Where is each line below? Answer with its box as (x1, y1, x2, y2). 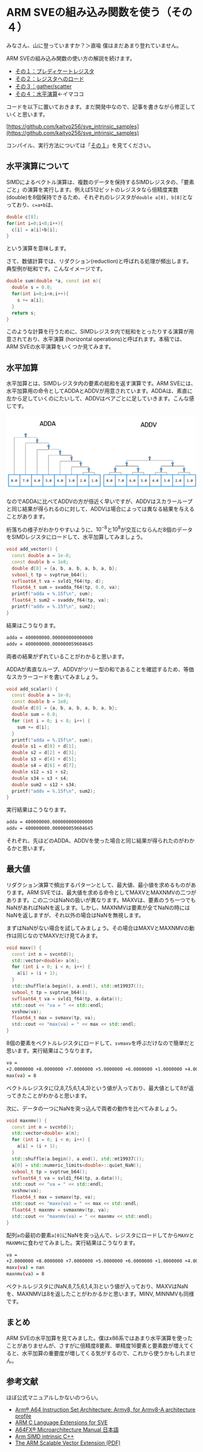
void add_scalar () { (6, 686, 59, 692)
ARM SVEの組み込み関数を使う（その (6, 5, 193, 19)
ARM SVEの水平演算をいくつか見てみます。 (6, 343, 114, 350)
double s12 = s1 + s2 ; (11, 769, 69, 775)
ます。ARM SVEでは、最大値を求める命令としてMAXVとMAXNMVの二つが (11, 889, 196, 896)
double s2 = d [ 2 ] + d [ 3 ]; (11, 750, 77, 756)
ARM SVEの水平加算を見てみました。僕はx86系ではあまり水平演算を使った (6, 1334, 193, 1341)
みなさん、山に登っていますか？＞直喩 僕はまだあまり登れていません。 (6, 42, 182, 49)
